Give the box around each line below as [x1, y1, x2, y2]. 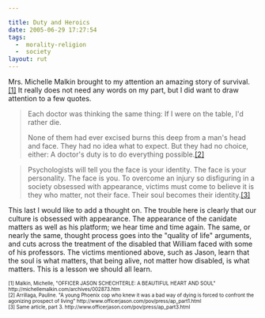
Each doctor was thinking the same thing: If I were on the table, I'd [27, 109, 244, 119]
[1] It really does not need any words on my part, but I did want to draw [8, 85, 239, 95]
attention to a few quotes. [8, 94, 92, 103]
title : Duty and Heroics [8, 18, 90, 26]
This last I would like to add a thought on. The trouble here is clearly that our [8, 206, 257, 214]
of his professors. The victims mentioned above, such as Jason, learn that [8, 248, 250, 257]
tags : [8, 33, 26, 41]
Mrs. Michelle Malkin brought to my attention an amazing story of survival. [8, 77, 251, 86]
